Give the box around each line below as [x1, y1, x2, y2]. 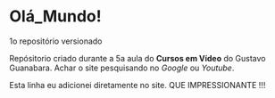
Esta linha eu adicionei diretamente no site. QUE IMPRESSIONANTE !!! [9, 79, 266, 90]
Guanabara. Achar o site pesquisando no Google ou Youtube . [9, 62, 235, 73]
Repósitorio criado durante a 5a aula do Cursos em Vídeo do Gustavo [9, 53, 266, 63]
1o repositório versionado [9, 36, 103, 46]
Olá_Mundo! [9, 6, 102, 27]
